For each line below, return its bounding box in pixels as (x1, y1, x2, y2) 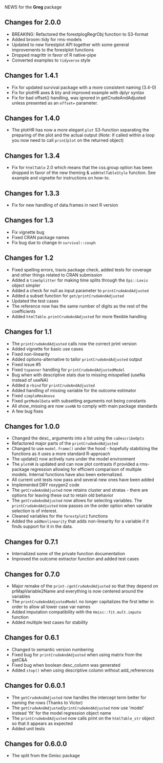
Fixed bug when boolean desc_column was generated (11, 662, 121, 668)
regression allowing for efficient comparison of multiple (30, 466, 142, 472)
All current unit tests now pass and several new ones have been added (11, 477, 154, 483)
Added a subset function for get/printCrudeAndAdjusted (11, 293, 124, 299)
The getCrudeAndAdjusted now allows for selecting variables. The (11, 498, 143, 503)
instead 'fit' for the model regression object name (11, 710, 111, 716)
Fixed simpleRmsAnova (11, 392, 55, 398)
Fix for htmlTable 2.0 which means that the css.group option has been (11, 165, 153, 171)
